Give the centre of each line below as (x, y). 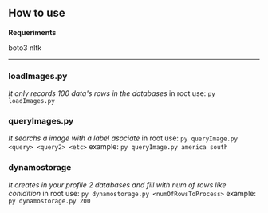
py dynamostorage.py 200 (49, 201)
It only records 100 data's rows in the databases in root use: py (112, 93)
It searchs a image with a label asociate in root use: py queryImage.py (123, 138)
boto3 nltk (25, 48)
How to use (37, 13)
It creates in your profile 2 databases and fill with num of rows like (117, 185)
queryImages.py (41, 121)
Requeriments (32, 32)
